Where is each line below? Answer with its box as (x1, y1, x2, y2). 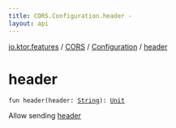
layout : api (8, 19, 49, 28)
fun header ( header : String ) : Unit (8, 96, 126, 105)
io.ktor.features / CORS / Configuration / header (8, 41, 168, 51)
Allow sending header (8, 111, 82, 121)
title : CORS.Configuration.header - (8, 11, 132, 20)
